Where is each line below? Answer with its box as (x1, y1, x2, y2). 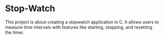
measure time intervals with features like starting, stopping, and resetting (5, 24, 153, 30)
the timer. (5, 29, 24, 35)
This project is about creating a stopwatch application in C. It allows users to (5, 19, 159, 25)
